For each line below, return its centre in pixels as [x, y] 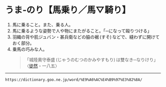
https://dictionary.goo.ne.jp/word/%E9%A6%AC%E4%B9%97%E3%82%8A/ [74, 80]
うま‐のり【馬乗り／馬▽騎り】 [68, 10]
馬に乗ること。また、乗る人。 [42, 25]
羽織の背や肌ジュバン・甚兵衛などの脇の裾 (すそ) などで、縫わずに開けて [86, 37]
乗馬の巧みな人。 [30, 49]
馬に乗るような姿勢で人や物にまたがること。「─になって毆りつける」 [82, 30]
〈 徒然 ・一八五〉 [42, 66]
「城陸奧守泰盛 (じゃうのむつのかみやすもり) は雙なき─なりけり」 [91, 59]
